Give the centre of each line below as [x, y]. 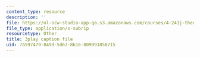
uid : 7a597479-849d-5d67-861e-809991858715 [61, 45]
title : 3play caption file [40, 39]
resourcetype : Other [32, 34]
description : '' [26, 17]
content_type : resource [36, 12]
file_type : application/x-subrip [48, 28]
